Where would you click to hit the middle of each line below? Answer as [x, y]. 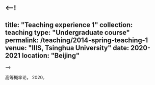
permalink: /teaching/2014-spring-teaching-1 [77, 40]
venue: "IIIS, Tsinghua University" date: [67, 48]
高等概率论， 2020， [26, 78]
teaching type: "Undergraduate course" [67, 32]
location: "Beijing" [51, 55]
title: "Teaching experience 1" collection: [69, 25]
